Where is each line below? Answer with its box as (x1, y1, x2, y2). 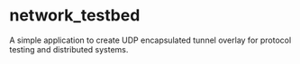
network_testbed (9, 5, 141, 26)
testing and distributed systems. (9, 44, 129, 54)
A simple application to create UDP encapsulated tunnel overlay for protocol (9, 35, 292, 45)
